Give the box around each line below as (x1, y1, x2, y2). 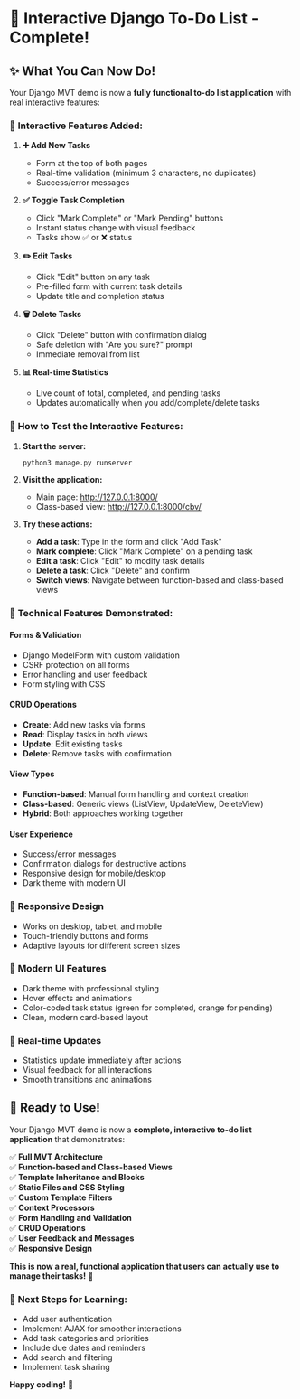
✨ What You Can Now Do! (9, 63, 156, 79)
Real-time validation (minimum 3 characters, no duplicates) (35, 167, 257, 179)
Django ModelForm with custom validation (22, 650, 181, 661)
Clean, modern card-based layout (22, 1011, 149, 1022)
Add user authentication (22, 1314, 113, 1325)
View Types (9, 768, 55, 780)
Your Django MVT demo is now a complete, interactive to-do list (9, 1124, 253, 1135)
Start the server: (22, 440, 87, 451)
